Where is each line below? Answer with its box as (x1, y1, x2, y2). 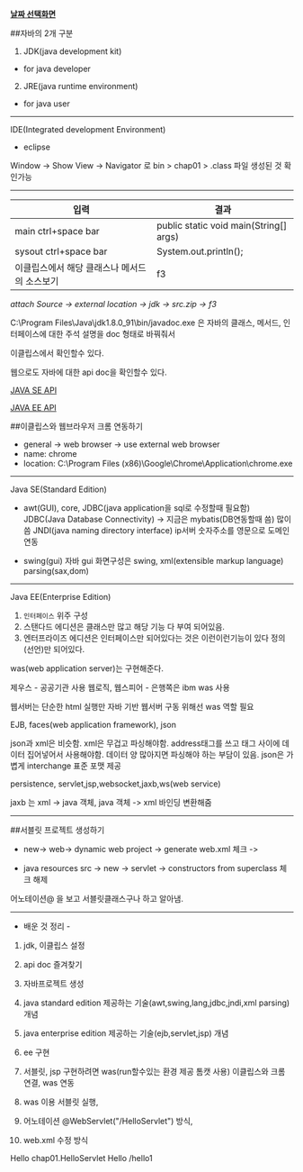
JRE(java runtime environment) (22, 81, 138, 91)
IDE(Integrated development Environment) (10, 124, 166, 134)
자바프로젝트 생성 (22, 978, 85, 989)
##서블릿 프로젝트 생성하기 (10, 824, 105, 835)
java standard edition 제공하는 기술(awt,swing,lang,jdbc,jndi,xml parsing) (22, 997, 290, 1008)
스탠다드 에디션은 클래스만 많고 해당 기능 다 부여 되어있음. (22, 622, 226, 631)
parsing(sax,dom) (22, 566, 89, 576)
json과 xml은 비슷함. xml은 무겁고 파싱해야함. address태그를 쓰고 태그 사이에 (10, 738, 281, 749)
